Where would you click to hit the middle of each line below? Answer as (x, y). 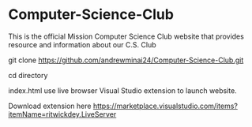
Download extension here (50, 106)
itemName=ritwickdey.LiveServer (62, 114)
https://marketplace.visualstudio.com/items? (165, 106)
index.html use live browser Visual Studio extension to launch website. (122, 90)
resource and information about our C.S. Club (82, 44)
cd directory (28, 75)
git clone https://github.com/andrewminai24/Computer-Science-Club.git (126, 60)
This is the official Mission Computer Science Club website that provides (126, 36)
